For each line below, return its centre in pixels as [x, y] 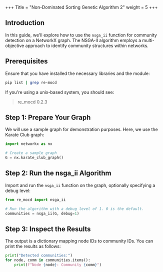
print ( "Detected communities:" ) [39, 255]
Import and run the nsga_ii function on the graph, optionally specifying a [80, 185]
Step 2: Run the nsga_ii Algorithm [58, 173]
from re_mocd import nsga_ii [35, 199]
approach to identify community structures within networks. [87, 45]
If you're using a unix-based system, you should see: [60, 92]
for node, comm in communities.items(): [48, 260]
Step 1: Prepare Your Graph [48, 117]
